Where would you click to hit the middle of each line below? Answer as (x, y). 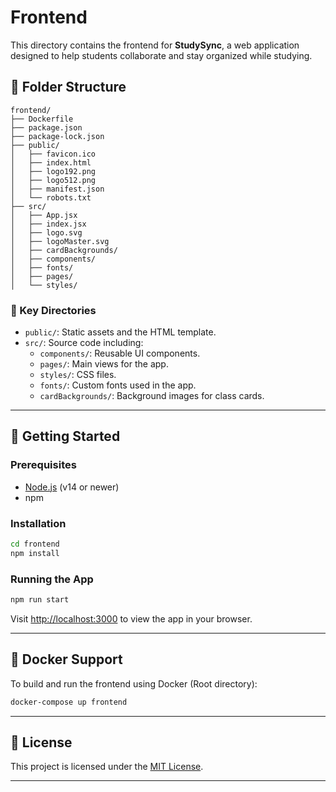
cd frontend (35, 544)
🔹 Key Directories (53, 310)
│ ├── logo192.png (53, 171)
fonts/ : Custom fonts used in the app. (118, 385)
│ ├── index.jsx (48, 224)
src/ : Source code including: (84, 343)
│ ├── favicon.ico (53, 154)
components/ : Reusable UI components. (120, 353)
